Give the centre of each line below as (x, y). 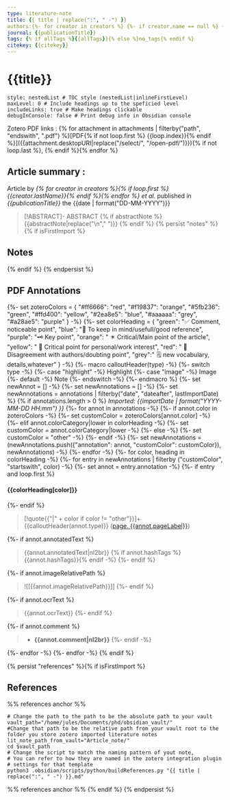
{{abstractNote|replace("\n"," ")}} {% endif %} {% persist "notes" (116, 223)
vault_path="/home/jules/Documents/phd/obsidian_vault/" (90, 723)
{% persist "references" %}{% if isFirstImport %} (76, 666)
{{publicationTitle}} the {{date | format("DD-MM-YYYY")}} (89, 203)
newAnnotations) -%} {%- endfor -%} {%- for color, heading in (96, 452)
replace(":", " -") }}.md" (46, 777)
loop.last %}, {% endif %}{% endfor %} (63, 150)
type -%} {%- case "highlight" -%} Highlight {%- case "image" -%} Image (112, 372)
